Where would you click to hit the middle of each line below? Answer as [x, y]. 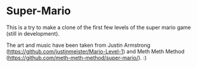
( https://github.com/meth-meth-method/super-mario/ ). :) [76, 58]
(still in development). [33, 33]
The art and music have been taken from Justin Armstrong [78, 45]
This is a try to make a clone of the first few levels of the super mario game [99, 27]
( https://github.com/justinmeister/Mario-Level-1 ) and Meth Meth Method [95, 51]
